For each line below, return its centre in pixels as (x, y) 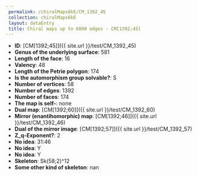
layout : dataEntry (31, 23)
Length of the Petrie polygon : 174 (56, 71)
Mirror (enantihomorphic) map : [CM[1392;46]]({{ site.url (85, 116)
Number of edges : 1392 (44, 90)
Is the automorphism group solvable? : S (65, 78)
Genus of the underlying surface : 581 (62, 52)
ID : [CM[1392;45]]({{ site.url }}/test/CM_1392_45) (75, 46)
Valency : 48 (30, 65)
